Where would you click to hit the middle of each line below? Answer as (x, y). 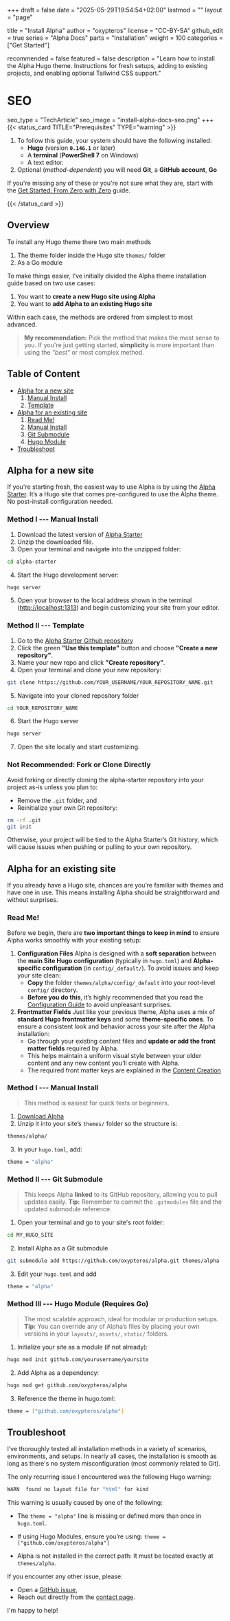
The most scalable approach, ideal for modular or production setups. (121, 1319)
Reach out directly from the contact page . (76, 1597)
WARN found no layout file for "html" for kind (78, 1490)
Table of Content (44, 374)
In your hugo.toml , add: (49, 1149)
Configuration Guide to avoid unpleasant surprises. (99, 1004)
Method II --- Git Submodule (55, 1180)
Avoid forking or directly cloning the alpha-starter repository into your (105, 780)
